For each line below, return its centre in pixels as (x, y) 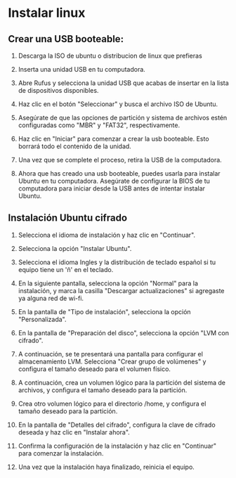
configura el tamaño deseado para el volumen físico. (94, 369)
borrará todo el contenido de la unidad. (75, 146)
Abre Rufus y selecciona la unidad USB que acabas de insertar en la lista (123, 83)
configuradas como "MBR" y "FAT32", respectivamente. (99, 125)
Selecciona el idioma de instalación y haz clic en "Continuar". (107, 235)
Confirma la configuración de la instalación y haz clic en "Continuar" (117, 446)
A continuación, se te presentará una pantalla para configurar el (110, 354)
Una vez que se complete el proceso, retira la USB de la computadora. (120, 160)
